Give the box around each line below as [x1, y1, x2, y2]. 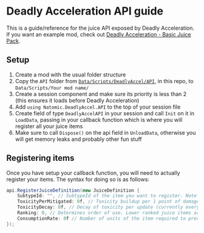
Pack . [6, 37, 21, 44]
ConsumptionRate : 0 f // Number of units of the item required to [17, 215, 186, 221]
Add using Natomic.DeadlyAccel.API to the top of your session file [15, 103, 181, 110]
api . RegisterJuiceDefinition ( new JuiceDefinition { [6, 187, 140, 194]
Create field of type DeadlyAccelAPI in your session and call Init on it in [15, 109, 195, 116]
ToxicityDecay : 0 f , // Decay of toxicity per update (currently [17, 204, 183, 211]
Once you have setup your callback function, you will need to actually [6, 169, 180, 177]
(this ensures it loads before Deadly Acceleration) [15, 96, 140, 104]
